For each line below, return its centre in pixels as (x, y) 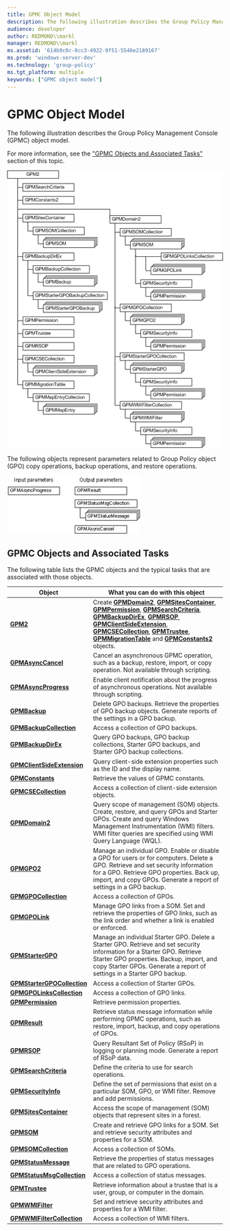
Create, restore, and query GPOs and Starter (155, 812)
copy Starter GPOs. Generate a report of (150, 967)
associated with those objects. (50, 577)
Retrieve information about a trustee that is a (155, 1184)
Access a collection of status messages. (150, 1176)
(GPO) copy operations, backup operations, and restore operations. (102, 467)
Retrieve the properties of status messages (153, 1158)
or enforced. (110, 928)
